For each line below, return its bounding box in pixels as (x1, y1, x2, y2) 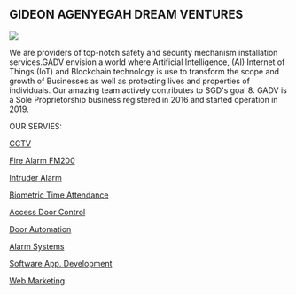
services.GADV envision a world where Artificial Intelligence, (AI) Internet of (9, 57, 285, 67)
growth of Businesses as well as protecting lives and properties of (9, 75, 251, 86)
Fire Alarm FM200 (9, 155, 75, 166)
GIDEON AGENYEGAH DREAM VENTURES (9, 7, 244, 22)
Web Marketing (9, 275, 66, 286)
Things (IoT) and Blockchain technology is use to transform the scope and (9, 66, 280, 76)
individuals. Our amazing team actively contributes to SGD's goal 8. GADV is (9, 84, 288, 96)
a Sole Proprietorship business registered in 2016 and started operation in (9, 94, 278, 105)
